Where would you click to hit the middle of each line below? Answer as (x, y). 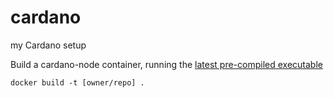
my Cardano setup (48, 45)
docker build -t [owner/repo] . (77, 82)
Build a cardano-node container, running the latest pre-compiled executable (166, 64)
